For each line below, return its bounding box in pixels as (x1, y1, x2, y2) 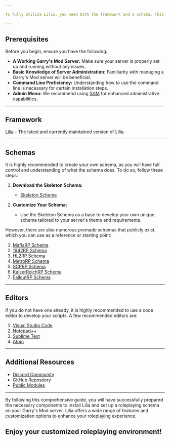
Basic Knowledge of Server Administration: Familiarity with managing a (12, 69, 164, 75)
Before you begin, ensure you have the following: (5, 49, 108, 55)
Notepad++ (12, 328, 37, 334)
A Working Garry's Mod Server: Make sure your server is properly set (12, 58, 160, 64)
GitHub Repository (12, 377, 52, 383)
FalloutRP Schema (12, 274, 51, 280)
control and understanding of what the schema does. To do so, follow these (5, 167, 163, 173)
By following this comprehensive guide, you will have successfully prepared (5, 396, 163, 403)
